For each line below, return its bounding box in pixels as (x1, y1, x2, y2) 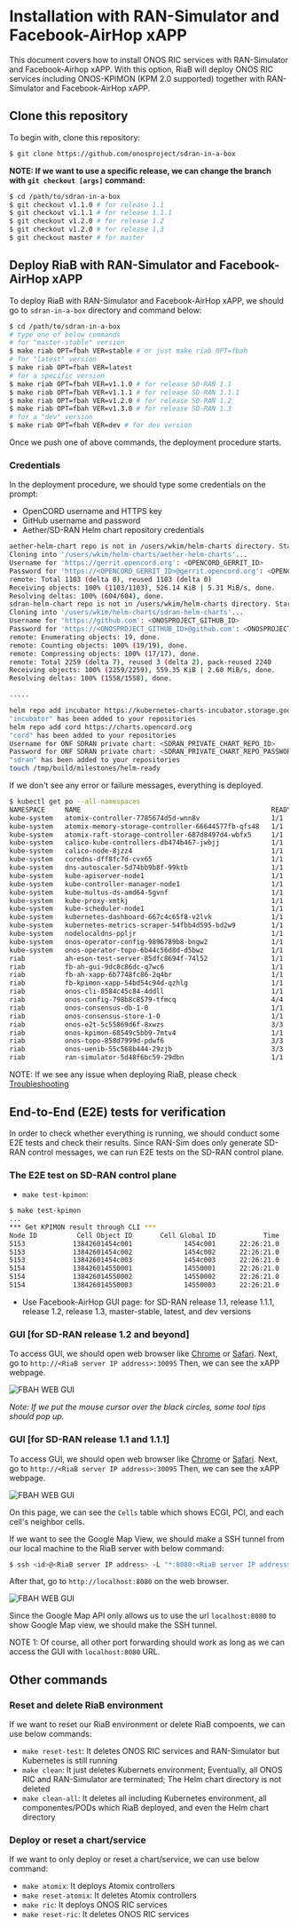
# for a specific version (9, 371, 105, 380)
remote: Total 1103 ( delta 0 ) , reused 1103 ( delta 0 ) (9, 575, 213, 583)
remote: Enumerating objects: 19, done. (9, 632, 161, 641)
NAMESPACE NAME (9, 805, 82, 814)
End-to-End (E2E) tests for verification (9, 1104, 226, 1120)
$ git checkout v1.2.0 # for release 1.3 (9, 225, 165, 234)
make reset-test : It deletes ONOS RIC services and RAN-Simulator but (21, 1746, 280, 1757)
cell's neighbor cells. (9, 1516, 85, 1527)
